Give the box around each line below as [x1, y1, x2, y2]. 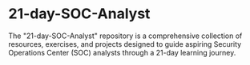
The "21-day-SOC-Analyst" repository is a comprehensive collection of [8, 31, 243, 40]
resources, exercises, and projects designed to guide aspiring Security [8, 39, 242, 48]
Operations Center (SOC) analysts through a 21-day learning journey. [8, 48, 236, 57]
